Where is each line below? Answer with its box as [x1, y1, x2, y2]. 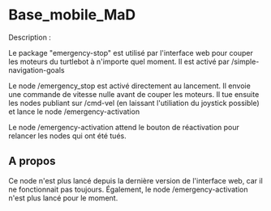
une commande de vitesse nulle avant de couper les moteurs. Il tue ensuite [8, 89, 260, 99]
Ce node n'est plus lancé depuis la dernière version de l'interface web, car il [8, 175, 264, 185]
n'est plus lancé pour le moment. [8, 192, 118, 203]
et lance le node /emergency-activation [8, 107, 140, 116]
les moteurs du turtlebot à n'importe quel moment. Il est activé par [8, 57, 230, 66]
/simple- [230, 57, 260, 66]
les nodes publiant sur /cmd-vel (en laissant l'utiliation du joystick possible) [8, 98, 260, 108]
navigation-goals [8, 65, 65, 74]
